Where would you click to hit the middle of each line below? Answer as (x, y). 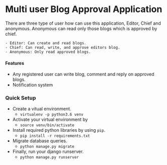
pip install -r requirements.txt (55, 136)
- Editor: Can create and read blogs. (46, 43)
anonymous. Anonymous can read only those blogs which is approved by (81, 28)
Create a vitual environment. (42, 109)
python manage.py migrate (47, 147)
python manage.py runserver (49, 157)
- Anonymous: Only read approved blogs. (48, 52)
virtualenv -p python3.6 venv (52, 115)
